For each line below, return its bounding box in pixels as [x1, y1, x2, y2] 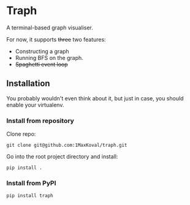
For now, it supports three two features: [6, 35, 106, 43]
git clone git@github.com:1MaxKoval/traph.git [6, 142, 127, 149]
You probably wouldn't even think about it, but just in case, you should [6, 94, 184, 102]
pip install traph [6, 193, 53, 199]
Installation [6, 78, 50, 89]
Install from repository [6, 116, 75, 125]
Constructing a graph [15, 47, 69, 55]
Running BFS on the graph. [15, 54, 84, 61]
